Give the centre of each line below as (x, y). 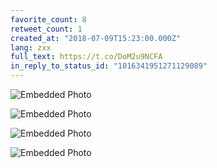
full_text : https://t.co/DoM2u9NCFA (86, 57)
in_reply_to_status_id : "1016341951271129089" (109, 66)
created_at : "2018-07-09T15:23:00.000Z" (96, 38)
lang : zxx (31, 47)
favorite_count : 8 (48, 19)
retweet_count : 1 (46, 29)
